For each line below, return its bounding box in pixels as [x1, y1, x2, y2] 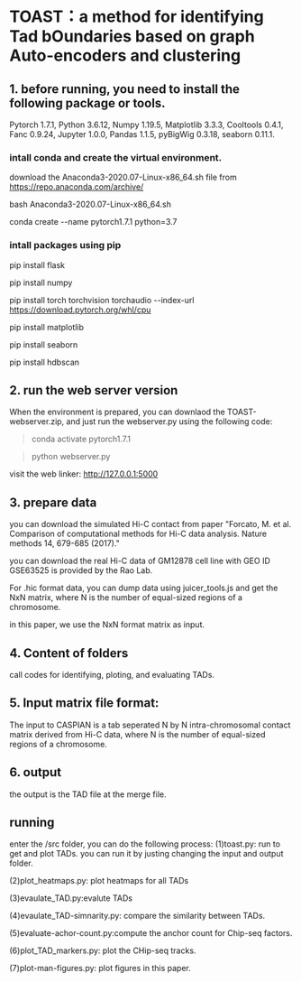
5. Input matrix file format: [9, 695, 160, 711]
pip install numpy [9, 277, 73, 288]
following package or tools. [9, 95, 166, 111]
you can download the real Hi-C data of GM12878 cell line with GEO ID [9, 555, 270, 567]
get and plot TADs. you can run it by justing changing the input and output [9, 848, 284, 859]
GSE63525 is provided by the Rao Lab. [9, 565, 153, 576]
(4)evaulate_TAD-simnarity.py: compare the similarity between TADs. [9, 911, 266, 922]
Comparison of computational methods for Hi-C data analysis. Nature [9, 528, 268, 540]
